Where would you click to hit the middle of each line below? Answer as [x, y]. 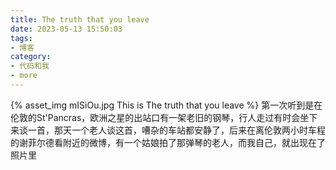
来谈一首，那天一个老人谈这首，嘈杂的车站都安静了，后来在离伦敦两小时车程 [168, 130]
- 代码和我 [30, 66]
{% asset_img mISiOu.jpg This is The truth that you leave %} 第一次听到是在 [166, 105]
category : [31, 57]
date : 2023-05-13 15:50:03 [66, 29]
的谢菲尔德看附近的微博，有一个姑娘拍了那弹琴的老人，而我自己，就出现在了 [168, 142]
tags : [21, 38]
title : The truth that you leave [80, 19]
